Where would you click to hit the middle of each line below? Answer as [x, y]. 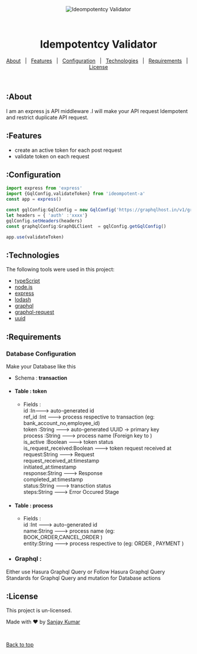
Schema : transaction [41, 378]
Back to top [20, 645]
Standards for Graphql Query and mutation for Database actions [84, 578]
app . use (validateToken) [35, 237]
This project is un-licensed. [39, 610]
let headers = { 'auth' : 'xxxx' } [47, 215]
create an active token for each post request [68, 150]
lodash [23, 300]
